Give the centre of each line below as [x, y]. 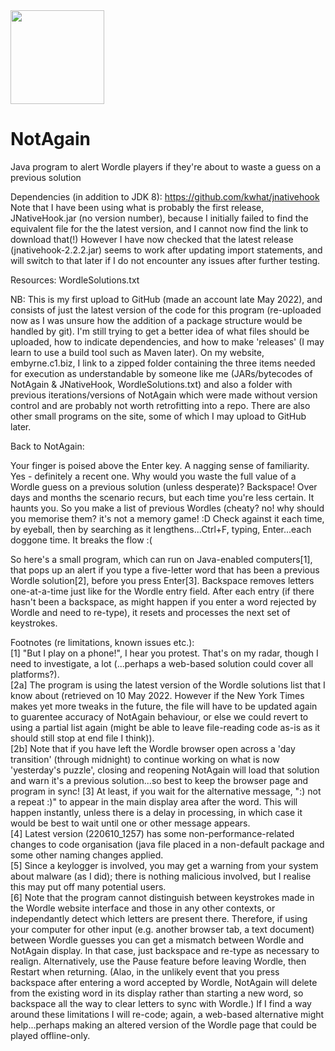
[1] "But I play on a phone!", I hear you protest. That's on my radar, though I [164, 653]
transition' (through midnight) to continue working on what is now [145, 759]
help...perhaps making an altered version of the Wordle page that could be [163, 1025]
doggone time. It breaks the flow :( [81, 540]
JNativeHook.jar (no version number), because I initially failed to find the [159, 218]
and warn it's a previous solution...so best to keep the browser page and [159, 780]
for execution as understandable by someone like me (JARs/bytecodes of [161, 373]
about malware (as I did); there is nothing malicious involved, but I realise [161, 876]
